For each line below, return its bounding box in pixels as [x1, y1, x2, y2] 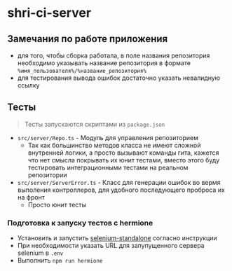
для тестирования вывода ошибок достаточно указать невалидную [17, 74, 221, 82]
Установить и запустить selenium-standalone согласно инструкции [17, 234, 217, 242]
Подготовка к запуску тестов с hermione [7, 218, 153, 228]
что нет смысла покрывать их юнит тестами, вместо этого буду [27, 155, 220, 164]
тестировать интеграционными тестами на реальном [27, 163, 189, 172]
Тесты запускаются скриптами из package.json [24, 120, 165, 128]
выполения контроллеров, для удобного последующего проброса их [17, 186, 226, 194]
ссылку [17, 81, 40, 89]
